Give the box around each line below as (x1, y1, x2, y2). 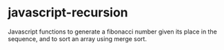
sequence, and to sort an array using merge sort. (8, 34, 147, 42)
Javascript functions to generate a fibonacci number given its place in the (8, 27, 218, 36)
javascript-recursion (8, 5, 128, 21)
